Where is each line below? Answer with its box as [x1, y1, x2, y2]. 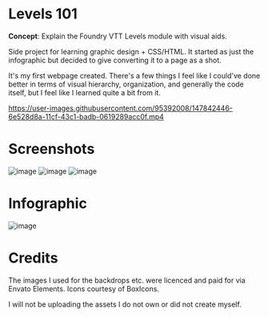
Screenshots [8, 140, 95, 158]
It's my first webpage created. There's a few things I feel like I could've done [8, 70, 261, 80]
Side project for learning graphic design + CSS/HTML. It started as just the [8, 46, 254, 56]
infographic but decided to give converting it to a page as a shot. [8, 55, 222, 65]
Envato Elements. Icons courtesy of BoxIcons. [8, 283, 160, 293]
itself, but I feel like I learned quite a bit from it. [8, 87, 162, 97]
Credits [8, 249, 58, 267]
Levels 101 [8, 5, 78, 23]
